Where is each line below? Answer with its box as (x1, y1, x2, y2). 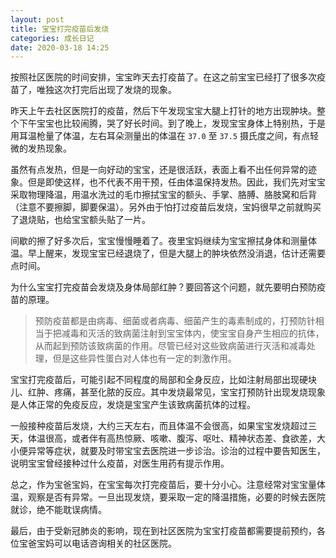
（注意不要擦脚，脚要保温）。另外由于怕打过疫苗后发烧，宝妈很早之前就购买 (10, 201, 322, 213)
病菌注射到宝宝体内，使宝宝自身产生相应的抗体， (122, 327, 325, 340)
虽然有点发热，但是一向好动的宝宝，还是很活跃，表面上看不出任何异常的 (10, 164, 308, 176)
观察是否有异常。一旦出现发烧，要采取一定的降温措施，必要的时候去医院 (27, 491, 326, 503)
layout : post (10, 14, 65, 25)
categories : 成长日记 (10, 33, 95, 43)
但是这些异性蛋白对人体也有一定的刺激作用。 (52, 352, 237, 365)
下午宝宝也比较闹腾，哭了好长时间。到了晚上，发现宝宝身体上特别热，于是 (18, 117, 326, 130)
